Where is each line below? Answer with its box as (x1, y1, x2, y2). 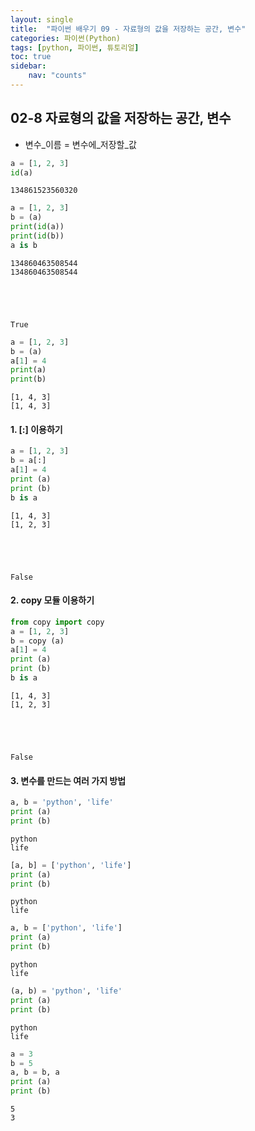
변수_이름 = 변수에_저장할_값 (24, 138, 137, 150)
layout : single (10, 14, 74, 25)
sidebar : (10, 61, 47, 71)
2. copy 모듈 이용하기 (10, 594, 95, 606)
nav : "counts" (28, 71, 87, 81)
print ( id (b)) (10, 231, 65, 241)
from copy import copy (10, 617, 105, 627)
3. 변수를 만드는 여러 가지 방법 (10, 774, 127, 786)
